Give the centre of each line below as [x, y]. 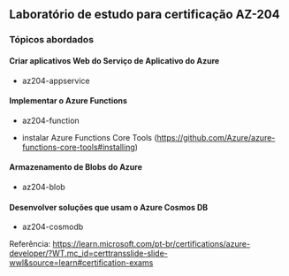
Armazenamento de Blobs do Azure [76, 167]
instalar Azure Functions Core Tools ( [89, 137]
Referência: [30, 244]
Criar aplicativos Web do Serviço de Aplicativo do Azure [114, 60]
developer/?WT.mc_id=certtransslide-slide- [88, 253]
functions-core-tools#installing [78, 147]
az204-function [50, 120]
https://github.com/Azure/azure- [216, 137]
